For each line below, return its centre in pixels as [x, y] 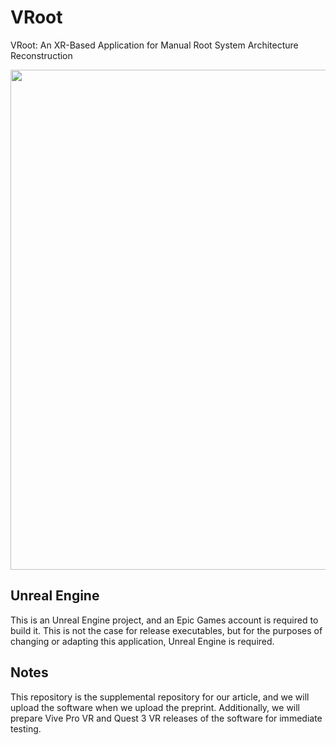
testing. [26, 728]
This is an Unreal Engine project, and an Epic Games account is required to [164, 620]
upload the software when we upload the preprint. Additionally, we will [155, 707]
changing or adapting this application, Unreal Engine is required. [142, 641]
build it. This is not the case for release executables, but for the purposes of [166, 630]
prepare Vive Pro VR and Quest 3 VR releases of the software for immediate [166, 718]
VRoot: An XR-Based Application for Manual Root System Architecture [154, 45]
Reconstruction [41, 55]
